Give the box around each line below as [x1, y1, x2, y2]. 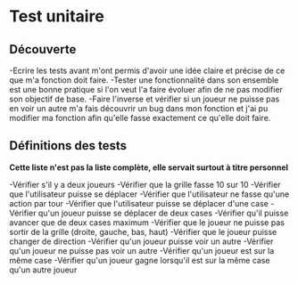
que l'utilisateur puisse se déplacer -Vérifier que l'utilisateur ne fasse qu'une [9, 189, 290, 199]
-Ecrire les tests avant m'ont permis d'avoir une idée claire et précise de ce [9, 65, 286, 76]
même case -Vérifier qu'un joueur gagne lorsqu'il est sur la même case [9, 255, 270, 265]
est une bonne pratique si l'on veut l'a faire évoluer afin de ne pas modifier [9, 85, 284, 94]
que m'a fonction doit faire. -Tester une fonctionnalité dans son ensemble [9, 75, 279, 85]
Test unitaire [9, 6, 104, 27]
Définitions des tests [9, 138, 128, 153]
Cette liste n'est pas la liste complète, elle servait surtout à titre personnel [9, 162, 288, 173]
